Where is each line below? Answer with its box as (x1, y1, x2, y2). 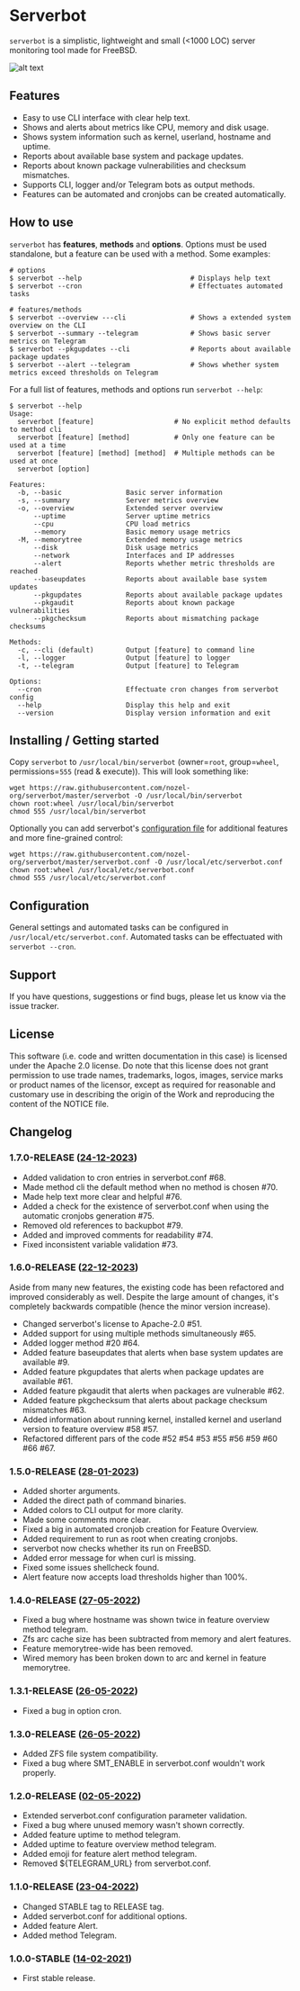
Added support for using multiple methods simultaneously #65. (22, 1328, 257, 1338)
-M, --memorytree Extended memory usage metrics (17, 535, 243, 545)
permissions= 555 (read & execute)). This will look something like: (9, 766, 249, 777)
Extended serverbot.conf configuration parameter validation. (22, 1810, 248, 1821)
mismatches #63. (22, 1404, 87, 1415)
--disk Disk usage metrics (32, 543, 199, 552)
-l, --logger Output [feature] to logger (17, 653, 231, 662)
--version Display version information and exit (17, 708, 271, 717)
